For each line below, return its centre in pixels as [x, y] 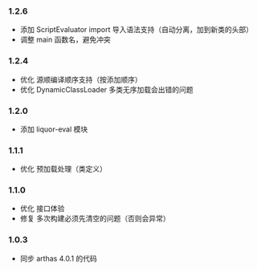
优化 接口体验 [42, 208]
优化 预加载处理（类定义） [63, 169]
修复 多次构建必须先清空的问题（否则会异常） [95, 219]
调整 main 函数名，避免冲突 [65, 40]
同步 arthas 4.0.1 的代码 [59, 258]
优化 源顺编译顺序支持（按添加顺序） [81, 79]
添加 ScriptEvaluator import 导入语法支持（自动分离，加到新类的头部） [136, 30]
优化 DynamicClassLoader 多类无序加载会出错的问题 [106, 89]
